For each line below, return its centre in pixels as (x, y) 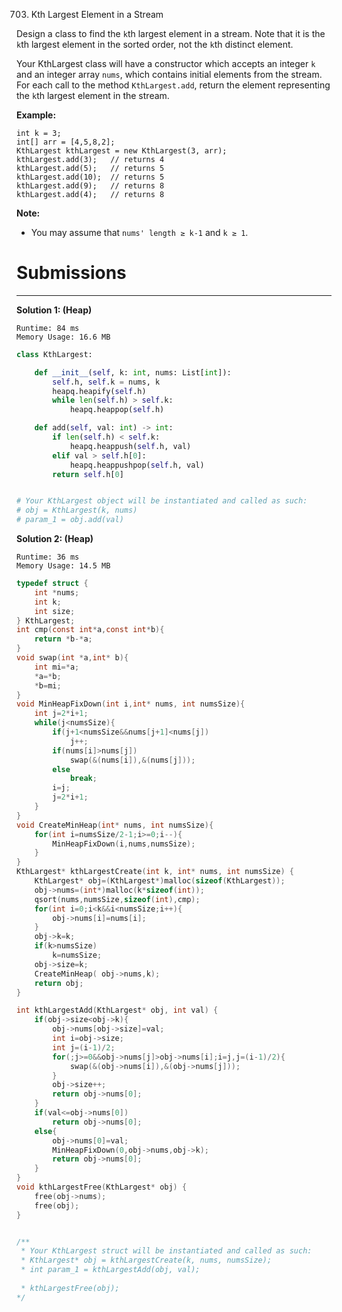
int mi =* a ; (57, 667)
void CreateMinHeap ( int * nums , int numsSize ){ (115, 825)
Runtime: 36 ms (48, 557)
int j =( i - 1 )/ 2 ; (84, 1047)
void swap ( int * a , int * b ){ (72, 658)
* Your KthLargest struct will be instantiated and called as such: (166, 1251)
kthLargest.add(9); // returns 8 (90, 186)
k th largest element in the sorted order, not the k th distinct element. (155, 44)
